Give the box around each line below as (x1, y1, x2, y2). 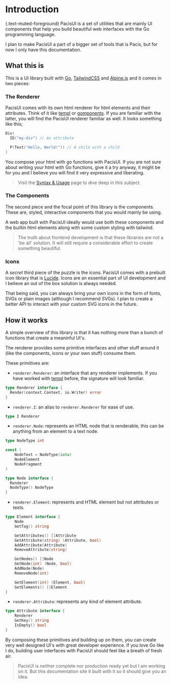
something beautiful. (17, 245, 61, 251)
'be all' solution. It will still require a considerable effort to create (17, 240, 153, 246)
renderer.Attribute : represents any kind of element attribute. (12, 598, 142, 605)
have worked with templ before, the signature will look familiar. (12, 375, 144, 381)
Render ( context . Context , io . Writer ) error (10, 390, 102, 395)
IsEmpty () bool (14, 623, 47, 628)
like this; (5, 121, 23, 127)
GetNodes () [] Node (14, 556, 54, 562)
